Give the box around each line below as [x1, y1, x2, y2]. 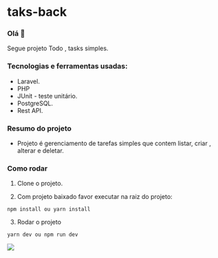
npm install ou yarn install [7, 206, 91, 213]
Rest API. [17, 106, 43, 114]
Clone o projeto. [17, 180, 63, 188]
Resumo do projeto [7, 123, 72, 133]
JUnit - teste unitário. [17, 92, 78, 100]
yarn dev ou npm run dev [7, 231, 78, 238]
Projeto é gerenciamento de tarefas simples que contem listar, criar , [17, 139, 211, 148]
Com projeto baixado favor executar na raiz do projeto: [17, 193, 173, 201]
